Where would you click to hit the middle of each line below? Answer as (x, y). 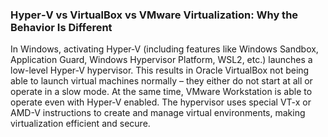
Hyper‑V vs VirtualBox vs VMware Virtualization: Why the (154, 15)
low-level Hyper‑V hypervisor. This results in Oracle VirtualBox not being (160, 70)
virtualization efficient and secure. (80, 124)
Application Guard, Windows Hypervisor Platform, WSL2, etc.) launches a (161, 60)
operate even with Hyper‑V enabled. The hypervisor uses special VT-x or (161, 102)
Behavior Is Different (61, 27)
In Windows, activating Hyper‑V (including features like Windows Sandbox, (164, 49)
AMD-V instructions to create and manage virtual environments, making (158, 113)
